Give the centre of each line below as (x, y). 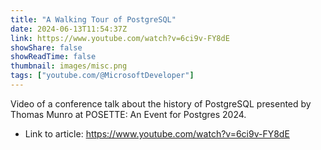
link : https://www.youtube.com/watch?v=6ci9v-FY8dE (120, 38)
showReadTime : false (53, 57)
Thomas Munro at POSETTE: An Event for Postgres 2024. (128, 114)
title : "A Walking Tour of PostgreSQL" (93, 19)
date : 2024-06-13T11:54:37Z (69, 29)
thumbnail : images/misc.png (69, 66)
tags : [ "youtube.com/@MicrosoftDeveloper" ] (102, 76)
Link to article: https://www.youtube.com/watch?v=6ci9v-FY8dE (157, 133)
